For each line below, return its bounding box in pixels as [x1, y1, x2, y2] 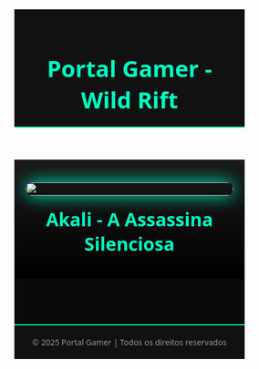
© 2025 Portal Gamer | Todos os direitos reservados [32, 336, 227, 348]
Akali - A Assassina [46, 207, 213, 231]
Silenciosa [84, 231, 175, 256]
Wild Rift [80, 84, 179, 116]
